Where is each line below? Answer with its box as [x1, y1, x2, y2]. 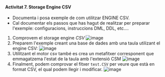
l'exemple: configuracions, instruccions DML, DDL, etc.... [12, 25, 129, 32]
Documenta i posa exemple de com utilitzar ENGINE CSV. [12, 15, 130, 21]
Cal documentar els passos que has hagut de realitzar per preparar [12, 20, 150, 26]
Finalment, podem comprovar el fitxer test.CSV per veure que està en [12, 61, 155, 67]
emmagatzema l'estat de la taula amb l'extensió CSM [12, 56, 121, 62]
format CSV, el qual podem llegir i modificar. [12, 67, 103, 73]
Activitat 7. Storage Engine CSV [5, 4, 72, 10]
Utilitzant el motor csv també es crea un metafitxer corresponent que [12, 51, 154, 57]
